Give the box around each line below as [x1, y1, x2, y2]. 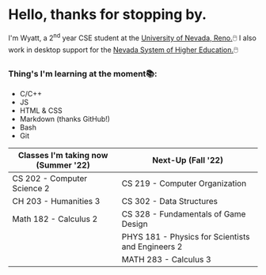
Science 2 [12, 183, 50, 194]
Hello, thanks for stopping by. [8, 6, 207, 24]
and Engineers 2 [121, 241, 183, 252]
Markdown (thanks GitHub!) [19, 114, 111, 123]
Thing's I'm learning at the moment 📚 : [8, 68, 158, 79]
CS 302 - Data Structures [121, 195, 218, 206]
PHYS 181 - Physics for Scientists [121, 231, 250, 242]
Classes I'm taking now [17, 149, 108, 160]
